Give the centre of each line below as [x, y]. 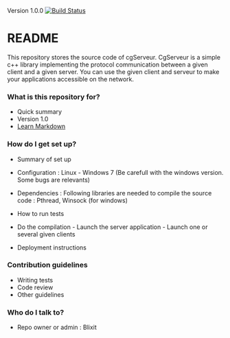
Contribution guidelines [47, 265]
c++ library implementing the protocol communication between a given [107, 64]
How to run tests [41, 213]
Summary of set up [44, 159]
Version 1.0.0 [25, 11]
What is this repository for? [54, 97]
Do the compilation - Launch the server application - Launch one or [112, 227]
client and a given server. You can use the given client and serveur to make [113, 71]
